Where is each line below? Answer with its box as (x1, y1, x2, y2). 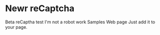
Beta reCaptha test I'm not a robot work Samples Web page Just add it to (5, 19, 156, 25)
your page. (5, 24, 27, 30)
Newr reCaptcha (5, 3, 75, 14)
